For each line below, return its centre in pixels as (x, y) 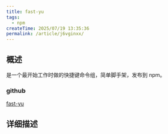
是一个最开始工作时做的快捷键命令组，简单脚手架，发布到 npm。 (86, 74)
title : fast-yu (25, 12)
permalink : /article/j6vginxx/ (45, 34)
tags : (13, 17)
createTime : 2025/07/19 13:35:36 (48, 28)
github (16, 91)
